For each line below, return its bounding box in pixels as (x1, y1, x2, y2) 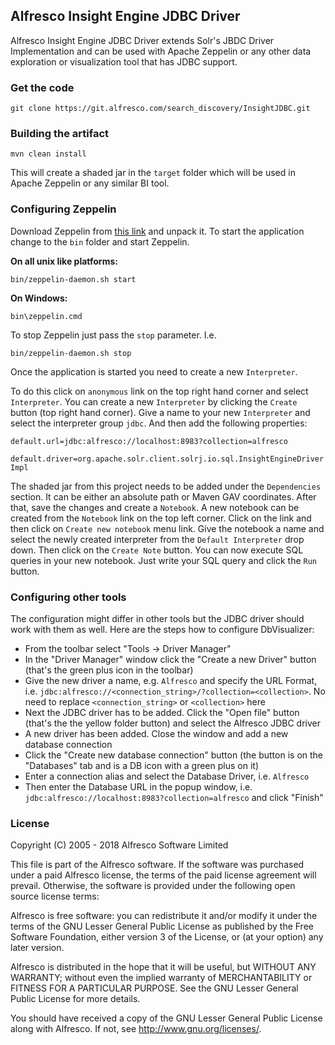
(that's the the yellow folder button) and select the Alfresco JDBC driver (24, 717, 321, 729)
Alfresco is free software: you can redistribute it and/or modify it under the (10, 910, 318, 922)
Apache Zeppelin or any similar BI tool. (10, 177, 170, 189)
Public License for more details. (10, 993, 141, 1005)
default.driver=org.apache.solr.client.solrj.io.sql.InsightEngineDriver (10, 454, 325, 464)
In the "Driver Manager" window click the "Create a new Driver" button (24, 654, 317, 665)
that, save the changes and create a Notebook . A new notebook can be (10, 501, 300, 513)
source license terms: (10, 890, 100, 903)
